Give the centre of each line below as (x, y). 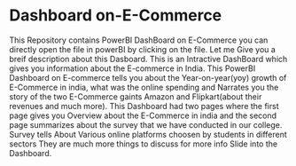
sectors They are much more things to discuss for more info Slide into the (143, 144)
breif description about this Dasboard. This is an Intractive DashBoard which (148, 59)
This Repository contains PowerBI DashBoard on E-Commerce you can (139, 40)
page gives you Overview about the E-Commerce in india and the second (143, 115)
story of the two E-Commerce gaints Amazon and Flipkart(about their (136, 96)
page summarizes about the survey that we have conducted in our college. (146, 124)
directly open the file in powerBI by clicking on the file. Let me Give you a (143, 49)
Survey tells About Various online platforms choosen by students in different (148, 134)
